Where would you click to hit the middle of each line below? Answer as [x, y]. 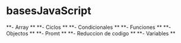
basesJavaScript [49, 11]
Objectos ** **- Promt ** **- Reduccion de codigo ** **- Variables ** [91, 33]
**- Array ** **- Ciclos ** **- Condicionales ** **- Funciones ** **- [89, 27]
